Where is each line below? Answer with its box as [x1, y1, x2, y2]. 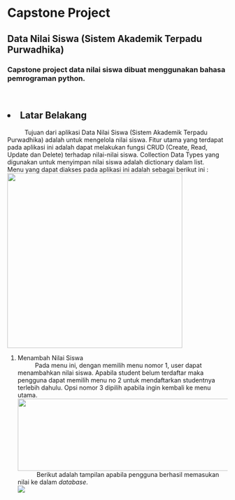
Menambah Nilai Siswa [17, 353, 84, 362]
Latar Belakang [20, 110, 87, 122]
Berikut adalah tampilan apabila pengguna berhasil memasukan [36, 470, 220, 478]
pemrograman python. [7, 73, 86, 83]
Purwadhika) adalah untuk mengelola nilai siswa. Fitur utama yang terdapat [7, 135, 224, 144]
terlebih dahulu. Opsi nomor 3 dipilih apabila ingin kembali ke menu [17, 383, 211, 392]
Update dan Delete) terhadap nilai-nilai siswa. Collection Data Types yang [7, 150, 220, 159]
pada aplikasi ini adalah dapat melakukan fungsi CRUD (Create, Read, [7, 143, 208, 151]
